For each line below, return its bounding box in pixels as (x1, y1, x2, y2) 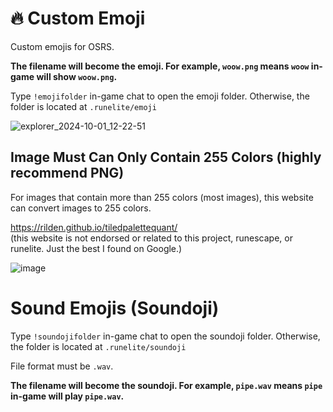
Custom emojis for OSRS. (10, 40, 115, 52)
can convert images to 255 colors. (10, 202, 152, 214)
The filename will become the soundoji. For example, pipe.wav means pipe (10, 379, 323, 391)
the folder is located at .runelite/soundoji (10, 340, 187, 352)
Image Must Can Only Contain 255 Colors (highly (10, 149, 322, 166)
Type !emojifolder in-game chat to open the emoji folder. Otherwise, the (10, 90, 310, 102)
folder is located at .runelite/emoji (10, 100, 157, 112)
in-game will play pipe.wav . (10, 390, 125, 402)
